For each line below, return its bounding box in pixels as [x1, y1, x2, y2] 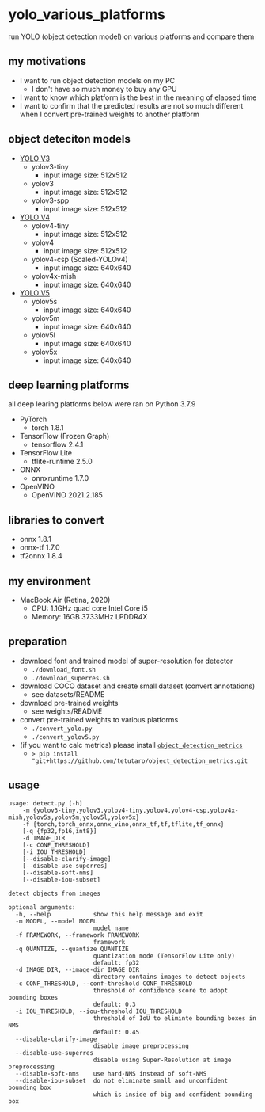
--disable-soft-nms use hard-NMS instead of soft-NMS [15, 1069, 207, 1078]
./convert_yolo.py [31, 725, 93, 733]
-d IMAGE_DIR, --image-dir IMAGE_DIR [15, 965, 140, 973]
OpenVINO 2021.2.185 [31, 490, 103, 500]
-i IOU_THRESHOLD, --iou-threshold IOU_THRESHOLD [15, 1007, 182, 1015]
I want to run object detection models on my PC [19, 75, 176, 85]
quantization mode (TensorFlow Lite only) [93, 952, 236, 960]
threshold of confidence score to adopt [93, 986, 228, 995]
